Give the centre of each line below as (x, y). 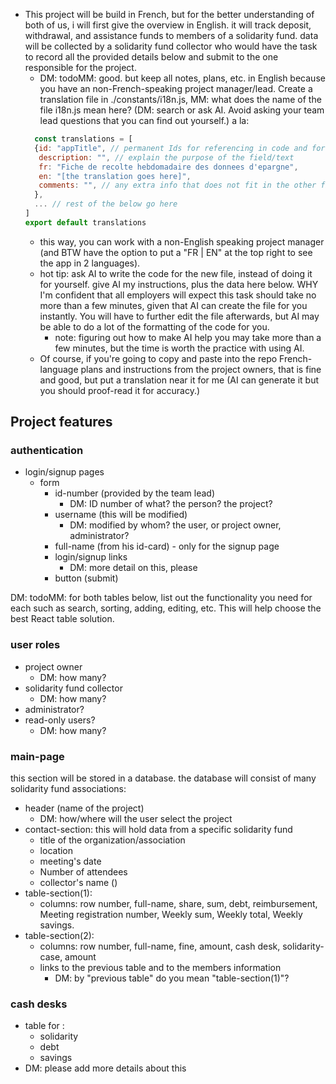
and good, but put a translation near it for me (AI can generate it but (179, 380)
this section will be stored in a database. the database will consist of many (163, 778)
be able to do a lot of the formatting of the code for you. (154, 326)
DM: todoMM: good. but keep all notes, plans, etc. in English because (182, 78)
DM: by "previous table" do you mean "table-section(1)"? (172, 978)
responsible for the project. (80, 67)
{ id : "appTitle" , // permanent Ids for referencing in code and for (180, 148)
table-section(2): (59, 936)
